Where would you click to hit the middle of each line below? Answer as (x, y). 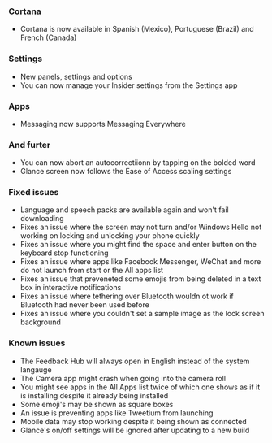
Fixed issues (34, 193)
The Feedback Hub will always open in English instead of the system (135, 361)
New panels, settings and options (76, 76)
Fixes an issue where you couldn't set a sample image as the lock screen (142, 314)
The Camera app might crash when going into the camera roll (123, 378)
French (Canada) (48, 37)
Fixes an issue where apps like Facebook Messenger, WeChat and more (140, 262)
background (40, 322)
